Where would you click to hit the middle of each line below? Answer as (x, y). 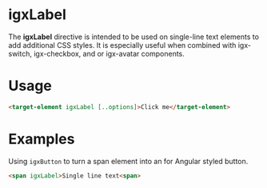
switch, (20, 53)
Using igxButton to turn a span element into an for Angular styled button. (128, 161)
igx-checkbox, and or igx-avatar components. (109, 53)
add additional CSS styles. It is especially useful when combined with (122, 45)
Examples (42, 139)
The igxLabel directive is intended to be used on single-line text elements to (134, 37)
